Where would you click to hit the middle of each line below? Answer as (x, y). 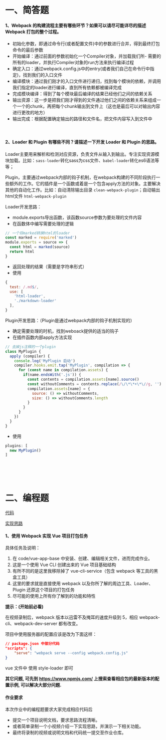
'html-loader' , (30, 296)
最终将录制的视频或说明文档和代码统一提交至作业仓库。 (69, 732)
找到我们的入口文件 (42, 75)
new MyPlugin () (25, 450)
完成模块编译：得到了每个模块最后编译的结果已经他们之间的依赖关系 (82, 94)
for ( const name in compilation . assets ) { (63, 370)
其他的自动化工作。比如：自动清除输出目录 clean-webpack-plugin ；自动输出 (83, 190)
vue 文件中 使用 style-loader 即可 (39, 668)
